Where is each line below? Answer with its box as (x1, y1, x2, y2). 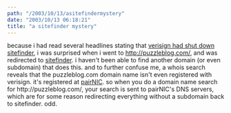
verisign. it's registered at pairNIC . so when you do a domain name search (7, 78, 218, 86)
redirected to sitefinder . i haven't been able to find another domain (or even (7, 56, 221, 64)
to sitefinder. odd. (7, 100, 57, 108)
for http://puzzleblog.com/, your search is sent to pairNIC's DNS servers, (7, 85, 214, 93)
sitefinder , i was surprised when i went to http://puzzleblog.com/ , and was (7, 49, 218, 57)
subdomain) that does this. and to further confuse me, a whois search (7, 63, 205, 72)
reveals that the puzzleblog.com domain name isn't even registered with (7, 71, 212, 79)
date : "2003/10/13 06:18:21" (7, 16, 91, 23)
